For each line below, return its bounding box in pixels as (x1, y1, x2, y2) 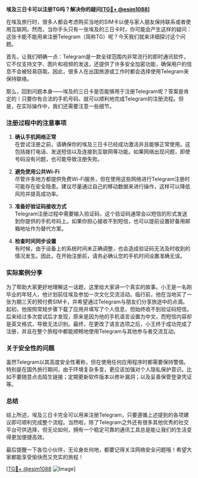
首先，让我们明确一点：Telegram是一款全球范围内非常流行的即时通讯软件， (6, 53, 189, 60)
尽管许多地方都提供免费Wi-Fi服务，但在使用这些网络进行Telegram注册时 (14, 176, 190, 183)
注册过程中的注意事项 (6, 118, 67, 127)
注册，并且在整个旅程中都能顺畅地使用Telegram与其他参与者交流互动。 (6, 328, 179, 335)
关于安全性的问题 (6, 344, 55, 352)
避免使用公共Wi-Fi (14, 168, 60, 175)
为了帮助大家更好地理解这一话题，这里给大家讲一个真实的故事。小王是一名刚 (6, 283, 192, 290)
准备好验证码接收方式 (14, 203, 67, 210)
